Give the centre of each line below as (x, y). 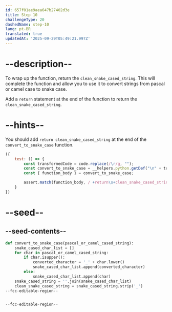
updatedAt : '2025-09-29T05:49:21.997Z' (48, 39)
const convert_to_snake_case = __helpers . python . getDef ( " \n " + (92, 169)
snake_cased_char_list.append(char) (72, 276)
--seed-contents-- (36, 231)
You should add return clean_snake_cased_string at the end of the (76, 139)
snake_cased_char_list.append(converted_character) (89, 267)
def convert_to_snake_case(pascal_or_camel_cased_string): (70, 243)
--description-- (39, 64)
